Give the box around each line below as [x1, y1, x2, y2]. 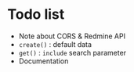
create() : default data [18, 39, 92, 49]
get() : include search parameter [18, 48, 127, 57]
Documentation [18, 56, 69, 66]
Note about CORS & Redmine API [18, 31, 126, 41]
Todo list [7, 5, 65, 23]
